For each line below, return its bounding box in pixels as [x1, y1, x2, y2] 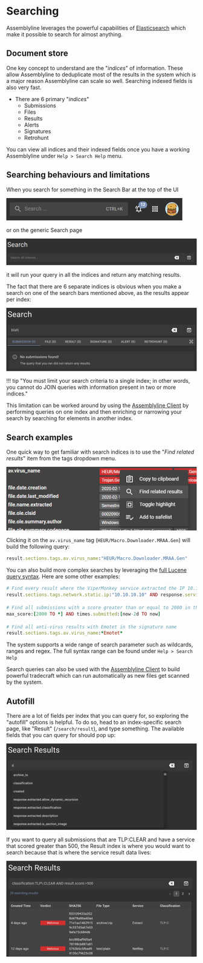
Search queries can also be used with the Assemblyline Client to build [6, 666, 180, 673]
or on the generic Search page [6, 226, 83, 234]
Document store [6, 48, 68, 59]
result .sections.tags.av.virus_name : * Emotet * [6, 630, 123, 637]
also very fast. [6, 84, 42, 91]
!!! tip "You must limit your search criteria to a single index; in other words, [6, 377, 190, 385]
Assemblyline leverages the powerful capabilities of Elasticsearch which [6, 24, 186, 31]
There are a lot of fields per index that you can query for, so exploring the [6, 712, 189, 720]
